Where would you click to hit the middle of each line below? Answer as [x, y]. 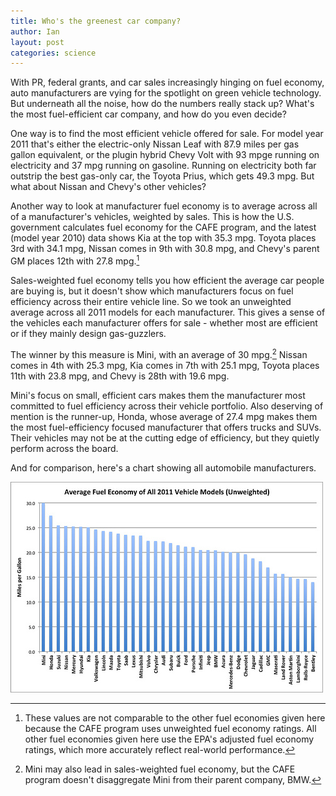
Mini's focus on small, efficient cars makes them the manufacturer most [158, 395]
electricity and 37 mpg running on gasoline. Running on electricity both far [163, 166]
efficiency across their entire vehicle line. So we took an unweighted [151, 301]
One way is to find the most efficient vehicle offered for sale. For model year [167, 134]
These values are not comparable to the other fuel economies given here [175, 717]
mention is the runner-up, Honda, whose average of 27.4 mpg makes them [164, 416]
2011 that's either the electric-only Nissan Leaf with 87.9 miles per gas [155, 144]
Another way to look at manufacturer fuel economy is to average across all [164, 206]
